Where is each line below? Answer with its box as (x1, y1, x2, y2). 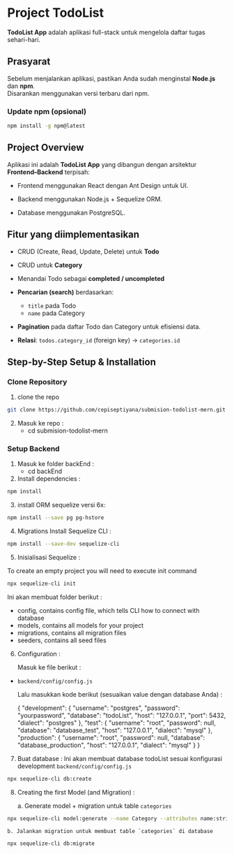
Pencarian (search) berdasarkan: (17, 288, 114, 296)
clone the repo (17, 393, 60, 401)
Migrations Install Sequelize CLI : (17, 527, 111, 535)
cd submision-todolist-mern (27, 426, 108, 435)
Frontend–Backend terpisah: (7, 168, 91, 176)
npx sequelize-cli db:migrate (7, 840, 95, 847)
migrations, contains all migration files (17, 628, 127, 637)
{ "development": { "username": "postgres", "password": (17, 704, 180, 712)
